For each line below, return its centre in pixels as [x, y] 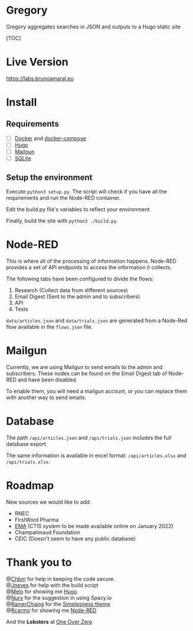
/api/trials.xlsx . [28, 461]
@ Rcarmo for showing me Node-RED [51, 610]
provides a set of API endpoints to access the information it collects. [89, 267]
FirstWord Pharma [37, 520]
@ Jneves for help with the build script [52, 585]
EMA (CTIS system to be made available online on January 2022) [94, 526]
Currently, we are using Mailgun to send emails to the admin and [84, 367]
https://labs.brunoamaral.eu [40, 78]
